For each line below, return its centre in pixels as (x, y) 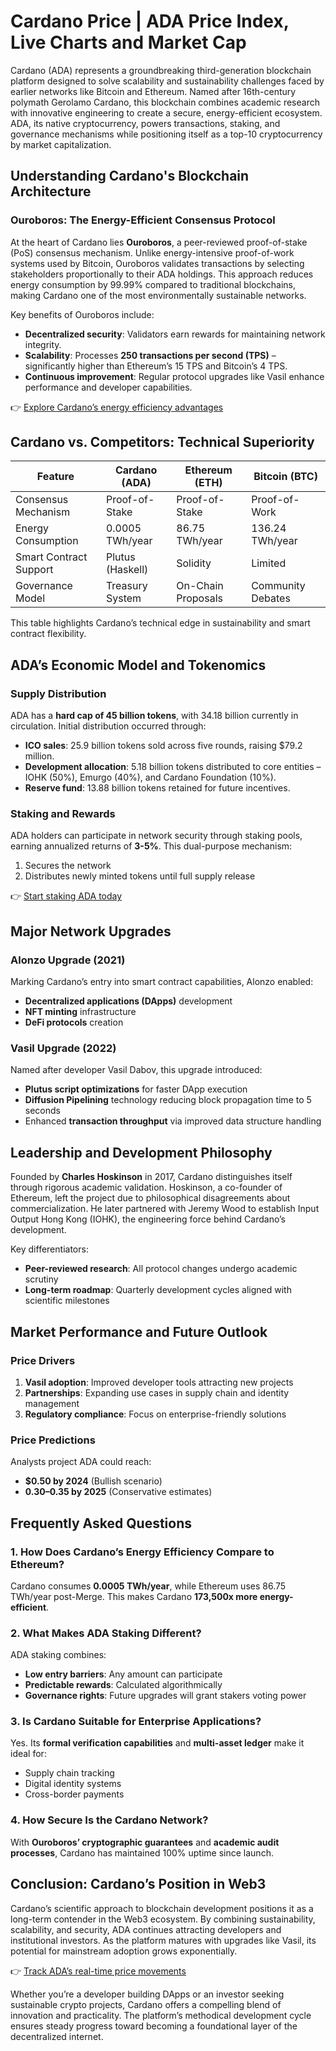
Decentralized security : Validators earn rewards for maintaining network (175, 334)
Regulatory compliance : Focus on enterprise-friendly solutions (155, 1414)
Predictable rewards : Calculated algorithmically (123, 1685)
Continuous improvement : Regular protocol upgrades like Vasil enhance (174, 376)
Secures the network (68, 866)
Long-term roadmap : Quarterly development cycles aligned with (158, 1290)
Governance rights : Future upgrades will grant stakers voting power (165, 1696)
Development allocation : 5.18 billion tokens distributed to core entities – (173, 767)
